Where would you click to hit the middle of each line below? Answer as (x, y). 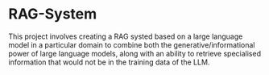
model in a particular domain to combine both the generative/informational (132, 44)
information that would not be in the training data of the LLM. (109, 62)
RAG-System (53, 14)
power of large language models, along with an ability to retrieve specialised (135, 53)
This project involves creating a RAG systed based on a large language (126, 36)
